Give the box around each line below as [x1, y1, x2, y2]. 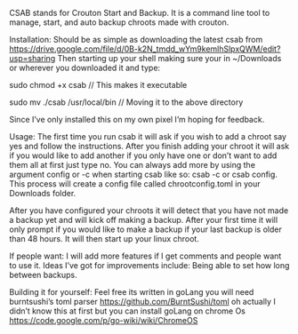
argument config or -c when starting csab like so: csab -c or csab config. [9, 169, 278, 179]
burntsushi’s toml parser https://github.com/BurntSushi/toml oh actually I [9, 297, 276, 306]
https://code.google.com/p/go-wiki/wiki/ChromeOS [9, 315, 198, 325]
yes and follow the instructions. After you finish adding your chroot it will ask [9, 141, 290, 151]
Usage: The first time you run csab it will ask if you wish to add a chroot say [9, 131, 287, 141]
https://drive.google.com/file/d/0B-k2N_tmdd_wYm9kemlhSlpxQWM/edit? [9, 44, 281, 54]
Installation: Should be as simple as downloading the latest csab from [9, 35, 263, 44]
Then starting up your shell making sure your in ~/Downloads [57, 53, 282, 63]
